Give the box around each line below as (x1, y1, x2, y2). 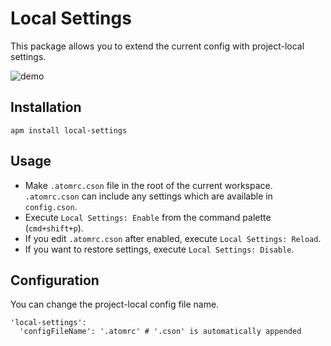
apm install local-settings (10, 125, 128, 136)
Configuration (10, 272, 100, 289)
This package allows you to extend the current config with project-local (10, 40, 305, 52)
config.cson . (24, 200, 78, 212)
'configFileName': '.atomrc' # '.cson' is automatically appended (19, 327, 302, 337)
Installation (10, 99, 82, 116)
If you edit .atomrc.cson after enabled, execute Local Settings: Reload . (24, 232, 322, 244)
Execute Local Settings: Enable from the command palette (24, 211, 272, 223)
